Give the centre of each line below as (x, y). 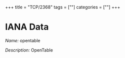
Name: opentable (23, 40)
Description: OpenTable (29, 50)
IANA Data (27, 27)
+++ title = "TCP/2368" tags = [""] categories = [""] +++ (63, 7)
